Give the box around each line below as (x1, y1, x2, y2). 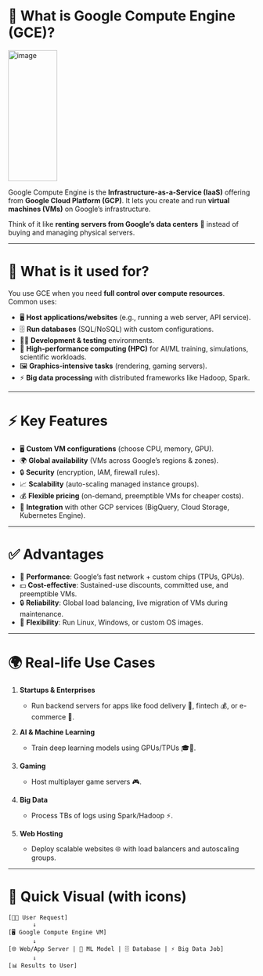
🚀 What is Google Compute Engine (8, 7, 236, 25)
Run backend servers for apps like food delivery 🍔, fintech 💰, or (31, 701, 238, 710)
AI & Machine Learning (19, 727, 95, 737)
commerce (31, 712, 67, 721)
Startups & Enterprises (19, 685, 95, 694)
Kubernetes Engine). (19, 510, 86, 520)
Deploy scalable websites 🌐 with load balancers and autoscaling (31, 843, 240, 854)
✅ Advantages (8, 545, 104, 563)
